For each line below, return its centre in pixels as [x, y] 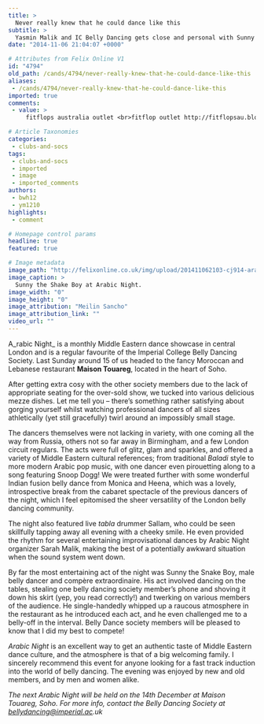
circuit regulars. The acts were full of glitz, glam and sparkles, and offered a [131, 449]
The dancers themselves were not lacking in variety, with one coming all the [131, 433]
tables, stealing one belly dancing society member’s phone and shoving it [127, 588]
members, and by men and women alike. [74, 679]
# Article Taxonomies [44, 132]
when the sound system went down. [67, 557]
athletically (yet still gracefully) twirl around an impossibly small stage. [122, 418]
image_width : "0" [37, 292]
